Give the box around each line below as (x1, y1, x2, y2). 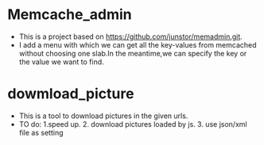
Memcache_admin (7, 6, 132, 24)
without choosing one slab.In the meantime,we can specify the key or (18, 48, 247, 58)
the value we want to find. (18, 57, 104, 67)
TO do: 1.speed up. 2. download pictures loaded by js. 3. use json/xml (18, 119, 247, 128)
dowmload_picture (7, 85, 134, 103)
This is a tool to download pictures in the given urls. (18, 111, 188, 120)
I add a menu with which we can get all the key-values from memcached (18, 40, 257, 49)
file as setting (18, 128, 64, 137)
